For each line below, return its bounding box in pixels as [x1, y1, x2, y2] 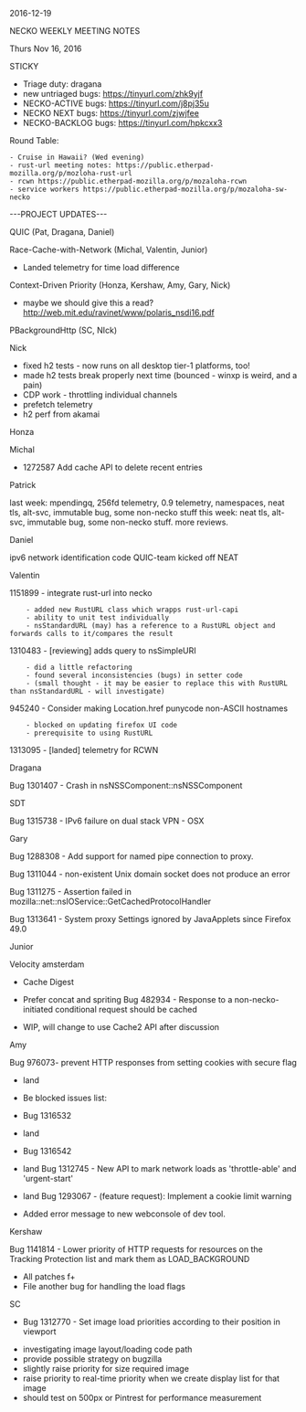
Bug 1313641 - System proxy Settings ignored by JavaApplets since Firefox [9, 914, 291, 924]
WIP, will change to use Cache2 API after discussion [22, 1022, 220, 1032]
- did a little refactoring [26, 663, 132, 672]
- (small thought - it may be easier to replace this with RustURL [26, 679, 288, 688]
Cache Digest [22, 977, 75, 987]
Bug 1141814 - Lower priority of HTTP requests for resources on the [9, 1244, 263, 1255]
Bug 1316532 [22, 1110, 71, 1120]
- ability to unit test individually [26, 613, 170, 622]
